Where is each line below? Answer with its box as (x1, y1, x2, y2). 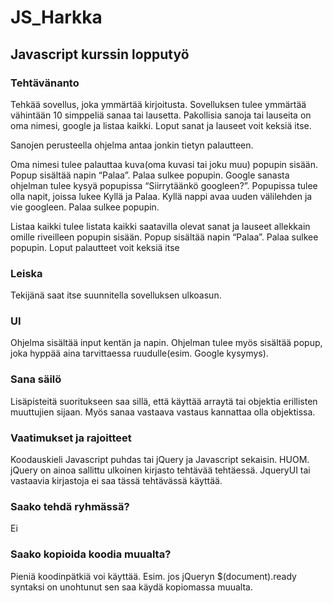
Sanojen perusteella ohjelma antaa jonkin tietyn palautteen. (10, 139, 254, 151)
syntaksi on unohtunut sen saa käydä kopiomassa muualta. (10, 581, 253, 593)
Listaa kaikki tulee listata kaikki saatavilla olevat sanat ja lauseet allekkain (10, 220, 311, 232)
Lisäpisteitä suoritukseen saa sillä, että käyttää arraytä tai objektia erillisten (10, 395, 318, 407)
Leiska (10, 266, 43, 280)
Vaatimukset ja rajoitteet (10, 431, 132, 445)
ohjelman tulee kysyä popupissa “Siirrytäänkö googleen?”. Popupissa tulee (10, 179, 318, 191)
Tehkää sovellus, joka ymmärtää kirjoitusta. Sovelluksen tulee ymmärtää (10, 98, 307, 110)
